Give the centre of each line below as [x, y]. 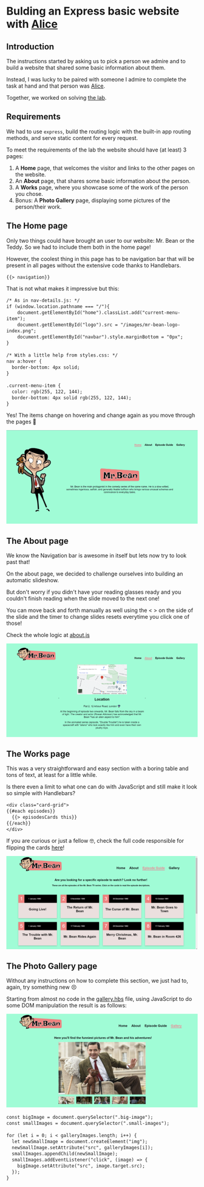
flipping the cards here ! [36, 848]
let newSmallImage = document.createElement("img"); [80, 1141]
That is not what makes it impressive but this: [63, 288]
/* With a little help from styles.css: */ [62, 355]
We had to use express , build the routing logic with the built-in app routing [99, 131]
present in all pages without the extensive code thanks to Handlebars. [93, 265]
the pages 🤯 [21, 422]
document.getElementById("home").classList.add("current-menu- [99, 312]
